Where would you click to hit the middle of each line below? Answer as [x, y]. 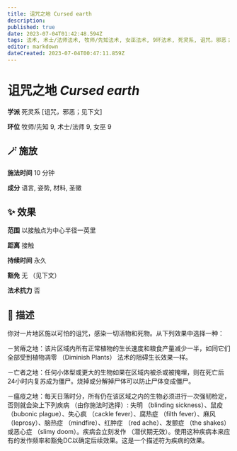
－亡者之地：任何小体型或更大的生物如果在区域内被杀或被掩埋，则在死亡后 [116, 372]
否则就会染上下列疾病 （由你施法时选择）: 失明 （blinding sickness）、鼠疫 [115, 405]
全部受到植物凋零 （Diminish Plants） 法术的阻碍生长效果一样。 [100, 358]
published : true [31, 27]
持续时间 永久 [27, 261]
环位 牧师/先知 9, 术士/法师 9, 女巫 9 [59, 126]
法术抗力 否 [24, 290]
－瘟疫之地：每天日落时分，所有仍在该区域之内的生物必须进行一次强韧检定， [119, 396]
